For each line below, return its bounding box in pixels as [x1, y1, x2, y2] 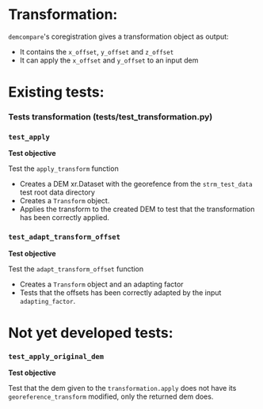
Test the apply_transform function [8, 164, 119, 173]
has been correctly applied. [19, 213, 109, 222]
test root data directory [19, 187, 95, 197]
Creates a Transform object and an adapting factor [19, 279, 184, 289]
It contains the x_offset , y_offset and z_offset [19, 47, 174, 56]
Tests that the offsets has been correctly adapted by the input [19, 287, 222, 297]
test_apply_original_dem [8, 352, 105, 361]
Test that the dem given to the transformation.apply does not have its [8, 384, 237, 393]
